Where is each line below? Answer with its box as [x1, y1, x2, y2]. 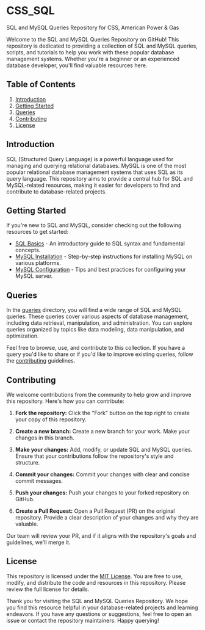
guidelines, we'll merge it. [6, 538, 71, 546]
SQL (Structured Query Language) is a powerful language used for [6, 155, 174, 162]
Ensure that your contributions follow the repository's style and [15, 452, 174, 460]
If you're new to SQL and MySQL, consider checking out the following [6, 222, 182, 229]
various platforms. [15, 259, 61, 267]
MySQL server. [15, 272, 53, 280]
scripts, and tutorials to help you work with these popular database [6, 48, 174, 56]
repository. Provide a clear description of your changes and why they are [15, 514, 200, 521]
